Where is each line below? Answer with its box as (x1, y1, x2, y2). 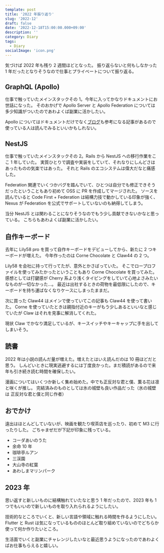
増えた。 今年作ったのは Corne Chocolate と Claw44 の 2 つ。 (26, 253, 152, 258)
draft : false (5, 21, 32, 26)
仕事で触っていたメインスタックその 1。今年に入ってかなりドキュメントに (5, 96, 153, 102)
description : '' (5, 30, 38, 35)
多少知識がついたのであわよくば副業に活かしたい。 (5, 109, 108, 115)
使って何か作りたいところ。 (5, 526, 61, 532)
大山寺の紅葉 (12, 461, 38, 467)
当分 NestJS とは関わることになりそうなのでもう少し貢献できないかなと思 (5, 211, 155, 217)
